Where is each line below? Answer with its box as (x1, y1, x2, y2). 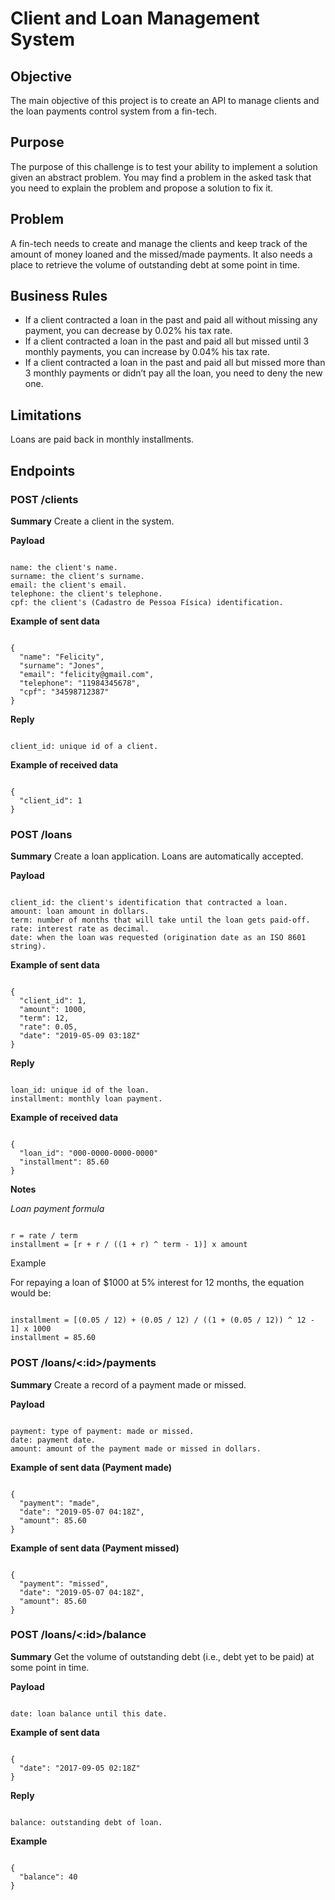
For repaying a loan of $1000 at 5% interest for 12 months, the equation (10, 1277, 305, 1289)
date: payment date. (10, 1435, 97, 1445)
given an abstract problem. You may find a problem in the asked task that (10, 171, 312, 183)
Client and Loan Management (10, 7, 260, 30)
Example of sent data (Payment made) (10, 1461, 173, 1473)
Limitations (10, 407, 82, 424)
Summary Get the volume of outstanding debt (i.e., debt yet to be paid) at (10, 1650, 315, 1662)
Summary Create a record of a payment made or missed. (10, 1378, 247, 1391)
